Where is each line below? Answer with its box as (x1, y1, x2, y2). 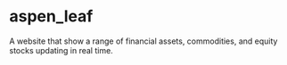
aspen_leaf (9, 6, 94, 27)
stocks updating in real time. (9, 45, 113, 55)
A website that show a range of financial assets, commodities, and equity (9, 36, 278, 46)
